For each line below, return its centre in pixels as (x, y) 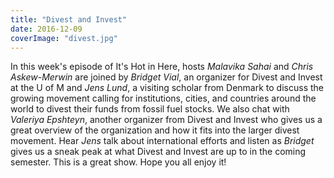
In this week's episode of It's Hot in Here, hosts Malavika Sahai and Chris (162, 67)
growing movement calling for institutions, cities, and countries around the (163, 98)
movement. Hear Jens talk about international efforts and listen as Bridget (162, 141)
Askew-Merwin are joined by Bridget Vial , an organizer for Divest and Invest (166, 77)
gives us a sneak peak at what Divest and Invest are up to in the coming (158, 152)
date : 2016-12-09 (46, 29)
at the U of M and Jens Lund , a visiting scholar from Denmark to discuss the (167, 88)
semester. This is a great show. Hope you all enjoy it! (118, 162)
